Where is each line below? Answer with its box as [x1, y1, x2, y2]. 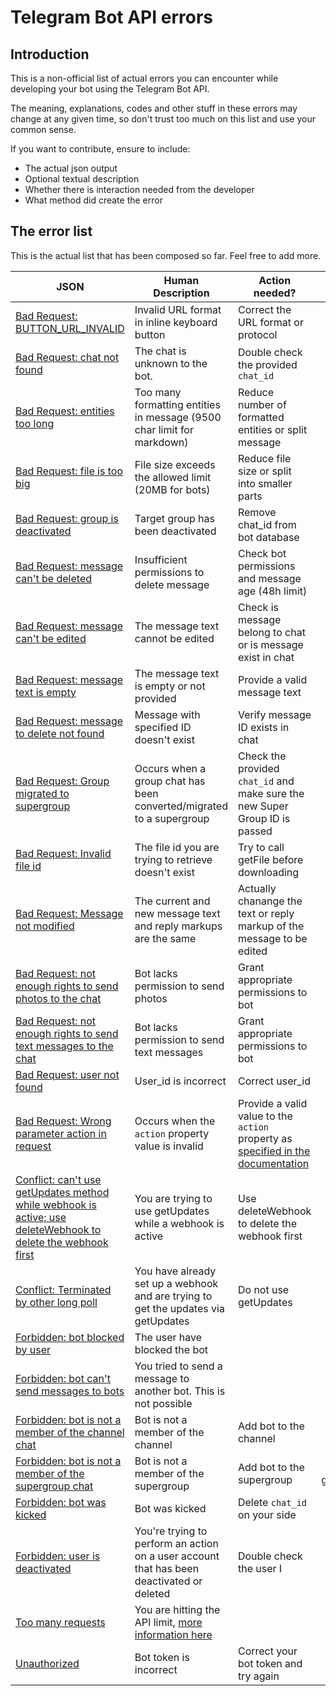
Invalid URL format [134, 302, 222, 316]
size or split [237, 464, 292, 478]
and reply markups [134, 919, 223, 933]
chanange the [237, 894, 303, 908]
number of [237, 397, 287, 411]
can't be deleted [15, 571, 93, 585]
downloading [237, 865, 300, 879]
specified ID [134, 720, 192, 734]
